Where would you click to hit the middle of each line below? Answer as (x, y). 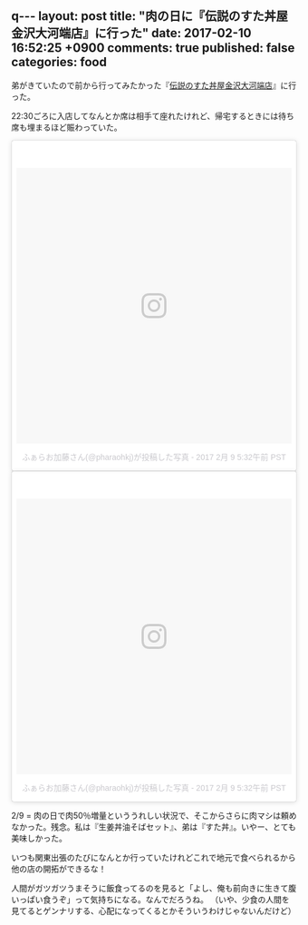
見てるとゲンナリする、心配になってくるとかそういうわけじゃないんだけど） (154, 910)
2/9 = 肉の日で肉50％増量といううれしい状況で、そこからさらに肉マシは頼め (154, 815)
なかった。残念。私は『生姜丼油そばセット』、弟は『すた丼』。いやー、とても (154, 827)
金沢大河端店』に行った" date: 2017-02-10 (131, 33)
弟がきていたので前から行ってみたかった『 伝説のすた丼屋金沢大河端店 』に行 (154, 85)
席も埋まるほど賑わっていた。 (67, 127)
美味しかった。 (39, 838)
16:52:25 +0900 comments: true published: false (153, 48)
